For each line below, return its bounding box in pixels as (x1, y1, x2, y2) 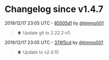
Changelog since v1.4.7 (4, 3, 104, 15)
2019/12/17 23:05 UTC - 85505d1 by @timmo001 (4, 20, 104, 26)
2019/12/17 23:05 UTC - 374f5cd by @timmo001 (4, 39, 104, 45)
